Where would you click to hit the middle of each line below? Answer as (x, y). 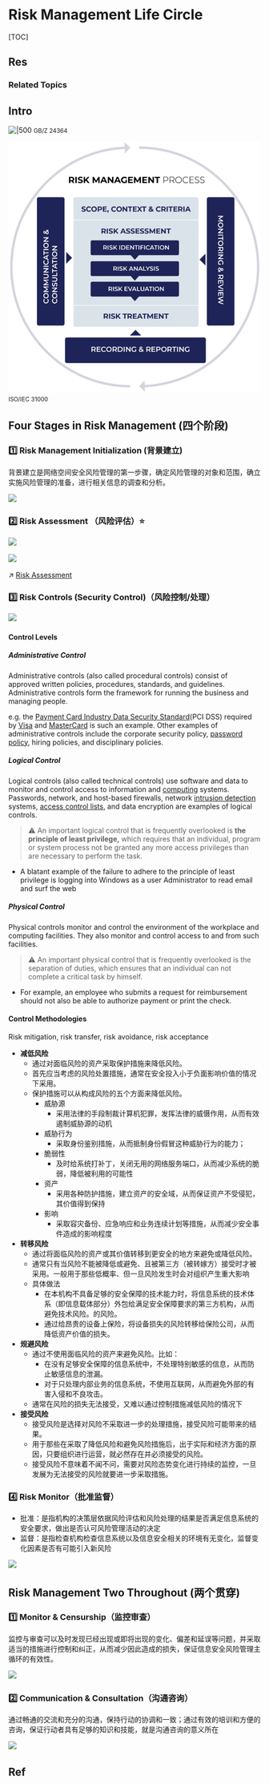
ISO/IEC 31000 (28, 399)
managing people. (38, 701)
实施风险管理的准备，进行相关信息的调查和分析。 (89, 482)
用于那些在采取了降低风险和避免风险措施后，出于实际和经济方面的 (141, 1443)
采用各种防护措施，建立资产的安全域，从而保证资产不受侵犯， (158, 1193)
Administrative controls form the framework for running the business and (128, 692)
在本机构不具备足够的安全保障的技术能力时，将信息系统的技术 (146, 1294)
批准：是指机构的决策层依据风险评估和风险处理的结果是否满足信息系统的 (139, 1518)
